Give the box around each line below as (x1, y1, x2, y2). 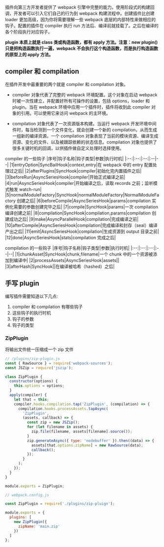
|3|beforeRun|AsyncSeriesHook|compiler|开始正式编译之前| (5, 174, 126, 180)
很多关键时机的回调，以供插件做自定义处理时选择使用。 (12, 145, 124, 151)
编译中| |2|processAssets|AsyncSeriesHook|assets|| (13, 257, 119, 263)
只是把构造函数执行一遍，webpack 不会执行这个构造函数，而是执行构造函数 (5, 46, 158, 51)
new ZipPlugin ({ (14, 519, 47, 524)
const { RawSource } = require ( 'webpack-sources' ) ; (5, 361, 113, 366)
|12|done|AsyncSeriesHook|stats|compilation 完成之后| (5, 234, 116, 240)
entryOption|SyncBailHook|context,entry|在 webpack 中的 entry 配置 (14, 162, 153, 168)
